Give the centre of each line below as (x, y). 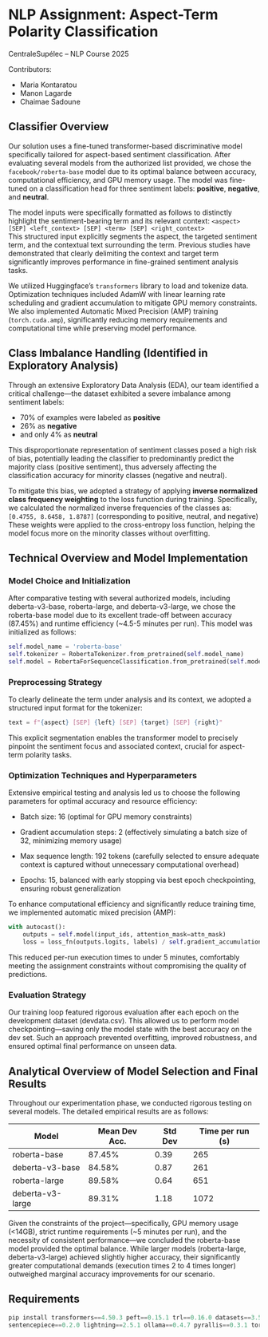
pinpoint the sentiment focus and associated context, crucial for (113, 746)
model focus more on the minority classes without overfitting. (109, 533)
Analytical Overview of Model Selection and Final (133, 1071)
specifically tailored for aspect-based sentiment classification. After (120, 154)
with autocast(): (37, 928)
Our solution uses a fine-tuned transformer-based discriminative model (126, 146)
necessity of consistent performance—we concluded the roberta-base (124, 1240)
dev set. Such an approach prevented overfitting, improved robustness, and (133, 1038)
